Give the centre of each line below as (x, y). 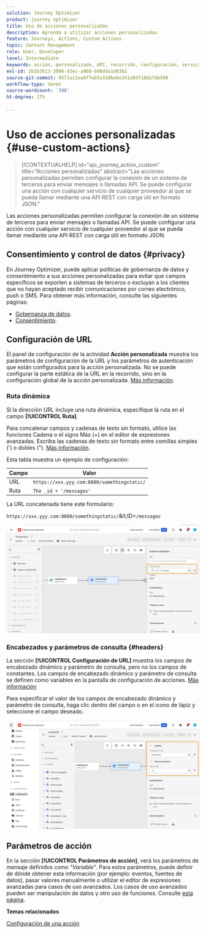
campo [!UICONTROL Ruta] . (42, 416)
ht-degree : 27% (26, 97)
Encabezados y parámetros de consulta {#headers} (85, 647)
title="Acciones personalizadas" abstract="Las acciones (93, 171)
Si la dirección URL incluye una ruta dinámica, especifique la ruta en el (95, 409)
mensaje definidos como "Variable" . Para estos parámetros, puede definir (100, 867)
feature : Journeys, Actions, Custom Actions (64, 39)
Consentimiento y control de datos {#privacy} (96, 255)
